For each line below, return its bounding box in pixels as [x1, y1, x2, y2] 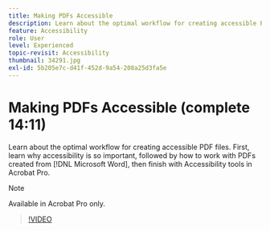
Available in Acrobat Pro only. [8, 198, 106, 209]
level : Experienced [8, 42, 74, 50]
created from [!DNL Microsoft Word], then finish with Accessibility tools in [8, 159, 253, 168]
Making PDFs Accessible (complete [8, 98, 251, 116]
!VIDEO [27, 214, 52, 224]
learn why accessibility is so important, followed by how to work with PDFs [8, 150, 256, 160]
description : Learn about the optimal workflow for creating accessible [8, 19, 257, 27]
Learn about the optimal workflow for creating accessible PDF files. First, [8, 142, 250, 152]
